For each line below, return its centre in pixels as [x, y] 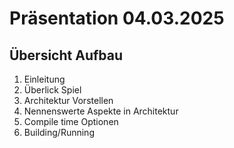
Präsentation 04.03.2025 [117, 18]
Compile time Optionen [71, 121]
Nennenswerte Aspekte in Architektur [101, 111]
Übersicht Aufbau [66, 55]
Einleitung [44, 79]
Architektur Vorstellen [68, 100]
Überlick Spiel [52, 90]
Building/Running [59, 132]
